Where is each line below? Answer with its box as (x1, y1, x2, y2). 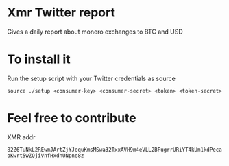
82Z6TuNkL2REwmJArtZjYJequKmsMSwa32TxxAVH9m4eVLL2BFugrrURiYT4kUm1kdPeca (7, 146, 223, 153)
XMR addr (7, 132, 36, 141)
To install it (7, 51, 71, 67)
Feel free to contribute (7, 110, 137, 126)
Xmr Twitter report (7, 5, 115, 21)
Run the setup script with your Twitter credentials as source (7, 74, 176, 82)
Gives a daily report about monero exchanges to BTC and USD (7, 27, 183, 36)
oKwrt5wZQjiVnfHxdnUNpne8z (7, 152, 84, 159)
